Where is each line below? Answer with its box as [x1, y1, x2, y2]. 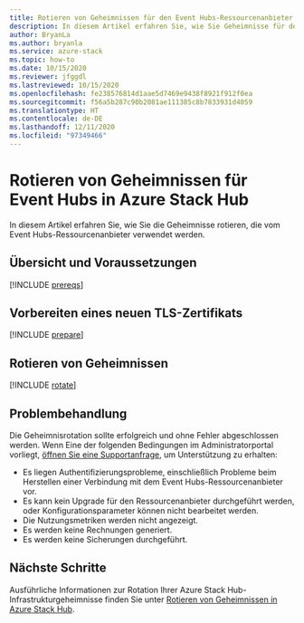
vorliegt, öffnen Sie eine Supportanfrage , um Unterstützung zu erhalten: [9, 449, 278, 460]
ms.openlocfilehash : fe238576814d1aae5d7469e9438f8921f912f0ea [9, 89, 253, 98]
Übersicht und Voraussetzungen [9, 255, 197, 271]
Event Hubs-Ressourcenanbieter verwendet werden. [9, 228, 205, 240]
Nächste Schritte [9, 561, 107, 576]
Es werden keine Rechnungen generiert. [22, 524, 173, 535]
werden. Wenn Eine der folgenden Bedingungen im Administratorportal [9, 440, 274, 451]
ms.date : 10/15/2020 [9, 64, 88, 73]
